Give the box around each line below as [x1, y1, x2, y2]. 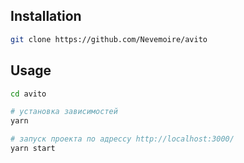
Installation [10, 8, 82, 25]
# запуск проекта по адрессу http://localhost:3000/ [10, 134, 235, 144]
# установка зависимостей [10, 107, 118, 117]
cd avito [10, 89, 47, 99]
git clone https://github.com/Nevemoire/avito [10, 34, 208, 44]
